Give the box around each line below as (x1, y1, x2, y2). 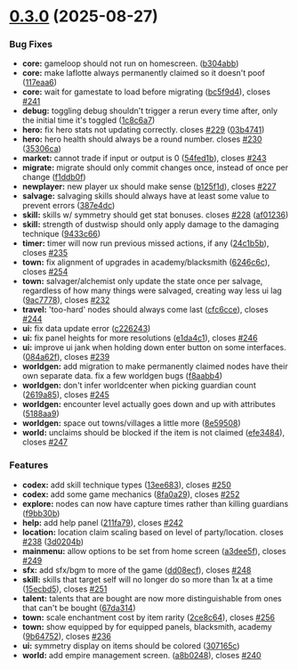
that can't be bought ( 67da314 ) (21, 602, 136, 613)
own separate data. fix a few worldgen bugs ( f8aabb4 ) (21, 371, 223, 381)
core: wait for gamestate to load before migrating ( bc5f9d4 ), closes (21, 86, 271, 97)
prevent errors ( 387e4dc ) (21, 200, 116, 211)
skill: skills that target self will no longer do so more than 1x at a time (21, 574, 273, 584)
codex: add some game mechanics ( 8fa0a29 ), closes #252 (21, 488, 240, 500)
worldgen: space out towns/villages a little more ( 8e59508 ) (21, 418, 241, 428)
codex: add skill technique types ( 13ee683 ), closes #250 (21, 479, 231, 490)
